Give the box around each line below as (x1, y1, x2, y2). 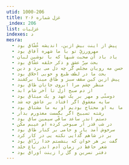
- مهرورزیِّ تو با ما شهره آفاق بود (12, 48, 99, 54)
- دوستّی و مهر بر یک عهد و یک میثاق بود (12, 93, 115, 99)
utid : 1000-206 (6, 8, 45, 15)
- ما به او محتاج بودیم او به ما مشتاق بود (12, 104, 123, 111)
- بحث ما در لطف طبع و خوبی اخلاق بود (12, 71, 107, 77)
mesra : (6, 37, 23, 43)
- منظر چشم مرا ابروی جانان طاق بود (12, 82, 104, 88)
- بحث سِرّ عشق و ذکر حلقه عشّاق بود (12, 59, 99, 65)
